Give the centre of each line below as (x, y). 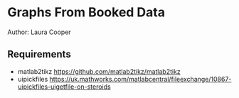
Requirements (39, 54)
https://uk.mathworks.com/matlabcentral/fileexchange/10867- (140, 79)
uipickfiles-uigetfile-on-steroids (64, 87)
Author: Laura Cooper (39, 32)
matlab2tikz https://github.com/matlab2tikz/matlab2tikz (99, 71)
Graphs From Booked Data (86, 12)
